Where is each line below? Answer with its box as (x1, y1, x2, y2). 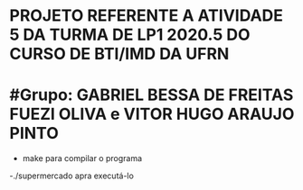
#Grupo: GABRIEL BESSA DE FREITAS (9, 85, 294, 105)
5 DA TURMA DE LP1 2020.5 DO (9, 24, 251, 45)
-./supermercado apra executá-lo (9, 170, 134, 181)
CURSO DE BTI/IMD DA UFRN (9, 44, 230, 64)
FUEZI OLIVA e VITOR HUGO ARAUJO (9, 104, 295, 124)
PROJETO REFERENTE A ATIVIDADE (9, 5, 283, 26)
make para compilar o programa (22, 153, 143, 164)
